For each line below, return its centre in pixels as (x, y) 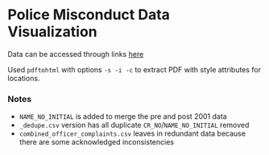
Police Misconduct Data (89, 15)
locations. (24, 78)
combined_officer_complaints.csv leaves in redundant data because (132, 133)
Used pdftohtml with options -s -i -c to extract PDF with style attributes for (134, 69)
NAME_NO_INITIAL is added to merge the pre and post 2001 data (123, 116)
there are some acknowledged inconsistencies (97, 142)
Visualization (52, 32)
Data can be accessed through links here (76, 54)
